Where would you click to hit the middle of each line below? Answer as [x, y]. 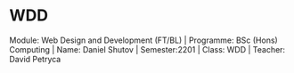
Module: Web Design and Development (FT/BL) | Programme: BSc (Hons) [143, 40]
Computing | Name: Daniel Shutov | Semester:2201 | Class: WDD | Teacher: [147, 49]
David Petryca [35, 59]
